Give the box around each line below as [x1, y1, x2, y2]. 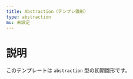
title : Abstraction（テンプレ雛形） [6, 8, 89, 15]
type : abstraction [6, 14, 51, 20]
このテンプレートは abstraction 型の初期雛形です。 [6, 67, 131, 74]
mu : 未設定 [6, 19, 31, 25]
